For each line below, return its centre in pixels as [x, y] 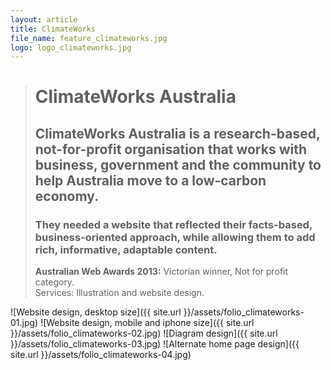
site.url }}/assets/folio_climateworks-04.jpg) [101, 355]
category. [54, 282]
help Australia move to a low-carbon [150, 180]
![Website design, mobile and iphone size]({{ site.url [147, 323]
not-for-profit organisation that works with [171, 149]
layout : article [44, 19]
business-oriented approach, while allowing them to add [175, 237]
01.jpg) [24, 323]
